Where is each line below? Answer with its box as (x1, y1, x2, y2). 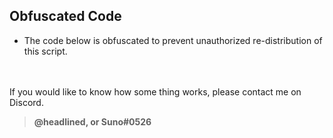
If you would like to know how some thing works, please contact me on (9, 85, 302, 98)
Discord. (9, 96, 44, 108)
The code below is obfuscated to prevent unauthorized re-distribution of (23, 34, 323, 46)
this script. (23, 45, 68, 57)
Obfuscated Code (9, 8, 122, 25)
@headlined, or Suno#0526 (33, 115, 152, 128)
